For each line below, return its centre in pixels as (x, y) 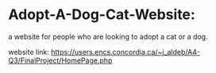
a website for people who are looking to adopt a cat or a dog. (108, 36)
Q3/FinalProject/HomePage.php (60, 60)
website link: (29, 52)
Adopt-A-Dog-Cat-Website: (102, 15)
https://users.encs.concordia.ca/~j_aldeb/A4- (125, 52)
